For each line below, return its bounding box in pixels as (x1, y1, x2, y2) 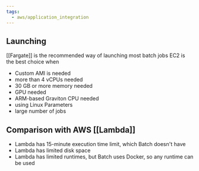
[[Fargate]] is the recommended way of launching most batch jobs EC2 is (6, 52, 185, 59)
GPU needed (14, 88, 46, 96)
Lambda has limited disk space (14, 147, 91, 154)
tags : (6, 8, 20, 15)
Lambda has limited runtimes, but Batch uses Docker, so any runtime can (14, 153, 194, 160)
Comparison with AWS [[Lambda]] (6, 125, 135, 135)
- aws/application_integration (11, 14, 89, 20)
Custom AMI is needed (14, 69, 71, 77)
